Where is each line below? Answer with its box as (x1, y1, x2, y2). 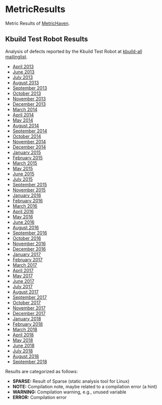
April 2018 (12, 332, 34, 338)
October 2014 (12, 133, 41, 139)
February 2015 (12, 155, 43, 161)
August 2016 (12, 224, 39, 230)
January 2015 (12, 149, 41, 155)
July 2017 (12, 283, 33, 289)
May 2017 (12, 273, 33, 279)
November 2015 (12, 187, 46, 193)
